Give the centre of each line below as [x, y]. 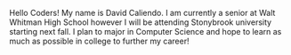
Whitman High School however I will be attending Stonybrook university [141, 22]
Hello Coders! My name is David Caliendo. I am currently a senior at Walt [142, 13]
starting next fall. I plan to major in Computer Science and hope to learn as [145, 31]
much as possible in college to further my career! [99, 41]
